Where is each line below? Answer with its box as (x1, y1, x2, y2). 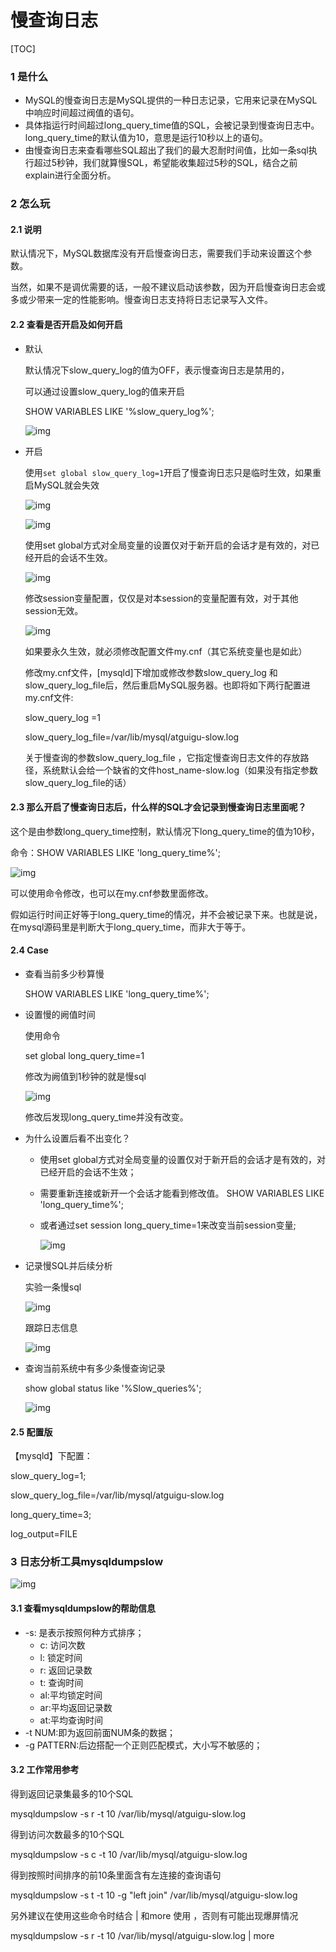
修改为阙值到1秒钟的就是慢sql (24, 1070, 147, 1082)
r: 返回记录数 (39, 1664, 93, 1676)
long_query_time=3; (10, 1509, 92, 1521)
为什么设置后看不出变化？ (24, 1132, 131, 1144)
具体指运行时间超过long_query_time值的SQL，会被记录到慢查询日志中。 (24, 119, 320, 131)
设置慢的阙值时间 (24, 1008, 96, 1020)
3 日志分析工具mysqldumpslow (10, 1555, 164, 1569)
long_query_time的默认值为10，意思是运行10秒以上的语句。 (24, 132, 268, 144)
